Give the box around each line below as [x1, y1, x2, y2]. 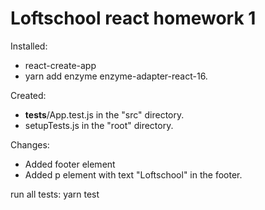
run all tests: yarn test [10, 188, 100, 200]
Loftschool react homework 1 [10, 7, 257, 30]
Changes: [10, 138, 50, 151]
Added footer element [24, 158, 116, 170]
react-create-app [24, 59, 97, 71]
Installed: [10, 40, 48, 52]
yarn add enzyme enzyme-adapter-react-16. [24, 70, 208, 82]
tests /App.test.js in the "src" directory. [24, 108, 185, 121]
